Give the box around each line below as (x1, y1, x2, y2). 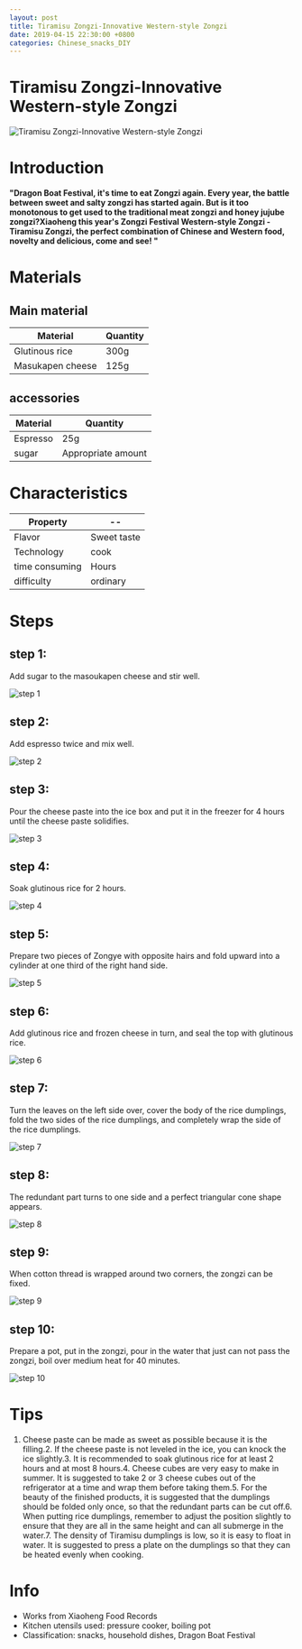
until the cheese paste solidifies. (9, 815, 130, 826)
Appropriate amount (61, 447, 147, 459)
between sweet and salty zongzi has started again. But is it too (9, 198, 250, 208)
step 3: (9, 782, 50, 797)
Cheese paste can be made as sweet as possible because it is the (22, 1434, 268, 1445)
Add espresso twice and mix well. (9, 738, 134, 749)
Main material (9, 303, 88, 318)
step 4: (9, 859, 50, 874)
